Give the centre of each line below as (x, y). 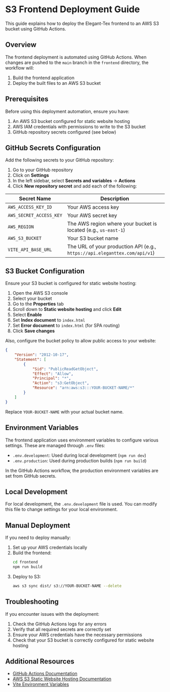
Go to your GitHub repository (43, 170)
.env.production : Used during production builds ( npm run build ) (79, 460)
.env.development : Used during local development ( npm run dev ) (79, 455)
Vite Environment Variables (41, 684)
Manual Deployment (38, 525)
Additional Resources (40, 661)
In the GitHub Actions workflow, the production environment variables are (82, 470)
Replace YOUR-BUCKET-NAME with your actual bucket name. (65, 412)
